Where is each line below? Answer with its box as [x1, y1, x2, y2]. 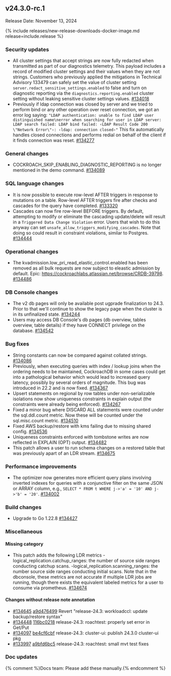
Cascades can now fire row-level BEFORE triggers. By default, [12, 208, 144, 214]
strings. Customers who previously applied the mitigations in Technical [12, 74, 162, 80]
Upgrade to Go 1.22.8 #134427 [12, 515, 78, 522]
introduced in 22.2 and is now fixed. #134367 [12, 384, 108, 391]
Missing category [5, 541, 43, 547]
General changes [5, 150, 48, 157]
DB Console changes [5, 289, 58, 296]
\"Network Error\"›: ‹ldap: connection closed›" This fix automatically [12, 127, 164, 133]
